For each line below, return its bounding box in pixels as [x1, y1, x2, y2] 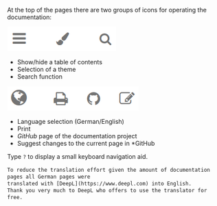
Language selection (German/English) [16, 118, 125, 125]
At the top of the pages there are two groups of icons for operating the [7, 6, 207, 14]
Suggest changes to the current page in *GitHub [16, 140, 155, 147]
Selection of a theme [16, 65, 76, 73]
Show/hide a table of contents [16, 58, 103, 66]
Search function [16, 73, 63, 81]
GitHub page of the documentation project [16, 132, 137, 140]
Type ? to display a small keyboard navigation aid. [7, 153, 148, 160]
